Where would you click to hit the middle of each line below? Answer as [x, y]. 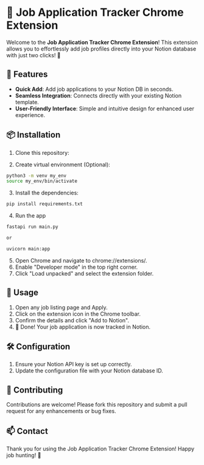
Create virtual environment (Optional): [63, 165]
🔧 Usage [22, 293]
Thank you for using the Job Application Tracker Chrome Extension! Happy [100, 449]
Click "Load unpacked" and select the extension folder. [84, 273]
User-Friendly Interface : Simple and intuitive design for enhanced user [105, 108]
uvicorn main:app [28, 249]
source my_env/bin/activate [42, 181]
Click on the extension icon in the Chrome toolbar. [78, 314]
